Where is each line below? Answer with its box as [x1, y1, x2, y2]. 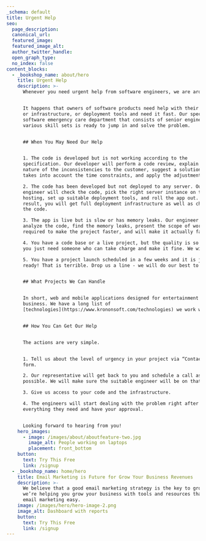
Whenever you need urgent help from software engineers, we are [22, 89, 191, 95]
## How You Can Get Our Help [22, 323, 97, 329]
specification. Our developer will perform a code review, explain [22, 161, 199, 167]
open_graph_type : [12, 55, 56, 61]
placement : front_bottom [28, 445, 92, 451]
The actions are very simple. [22, 339, 100, 345]
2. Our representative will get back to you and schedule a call [22, 372, 193, 379]
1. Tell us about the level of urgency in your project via [22, 356, 180, 362]
